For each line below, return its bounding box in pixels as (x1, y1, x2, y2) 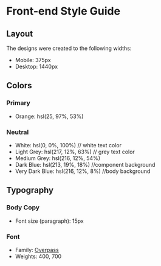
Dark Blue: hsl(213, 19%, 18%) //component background (15, 161, 156, 168)
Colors (6, 80, 32, 91)
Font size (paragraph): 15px (15, 217, 84, 225)
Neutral (6, 128, 29, 136)
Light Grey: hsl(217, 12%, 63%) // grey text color (15, 148, 135, 155)
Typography (6, 185, 53, 195)
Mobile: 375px (15, 57, 51, 63)
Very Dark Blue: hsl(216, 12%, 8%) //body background (15, 167, 151, 175)
